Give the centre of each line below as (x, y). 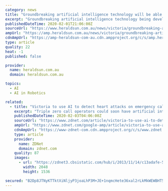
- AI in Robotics (28, 93)
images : (22, 158)
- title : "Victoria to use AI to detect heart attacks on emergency (82, 106)
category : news (21, 10)
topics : (13, 84)
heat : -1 (14, 51)
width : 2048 (36, 167)
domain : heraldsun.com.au (37, 75)
